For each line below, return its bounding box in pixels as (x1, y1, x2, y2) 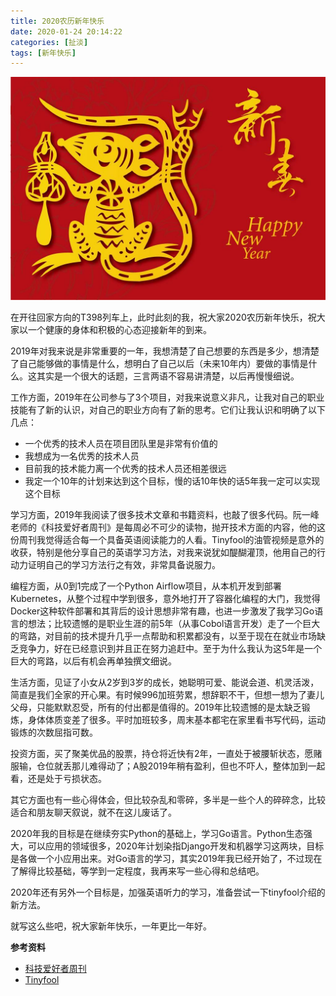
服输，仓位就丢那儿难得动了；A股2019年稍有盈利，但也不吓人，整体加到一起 (10, 760, 326, 772)
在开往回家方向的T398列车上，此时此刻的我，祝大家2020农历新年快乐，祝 (10, 311, 317, 323)
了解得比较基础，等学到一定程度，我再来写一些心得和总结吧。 (10, 865, 265, 877)
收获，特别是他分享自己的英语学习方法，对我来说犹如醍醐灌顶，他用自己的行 (10, 546, 326, 558)
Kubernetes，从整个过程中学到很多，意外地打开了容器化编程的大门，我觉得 (10, 592, 321, 604)
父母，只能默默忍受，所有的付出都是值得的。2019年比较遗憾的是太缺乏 (10, 701, 302, 713)
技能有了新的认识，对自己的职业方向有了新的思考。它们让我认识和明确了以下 (10, 403, 326, 415)
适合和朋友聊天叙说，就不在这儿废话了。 (10, 806, 177, 818)
